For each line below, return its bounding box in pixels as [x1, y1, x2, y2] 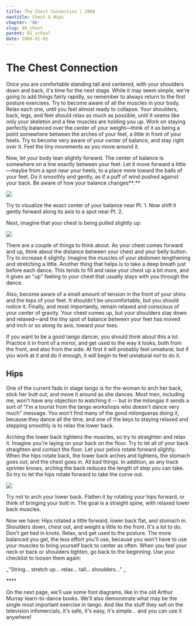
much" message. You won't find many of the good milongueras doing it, [6, 409, 180, 416]
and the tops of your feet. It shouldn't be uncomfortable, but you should [6, 297, 179, 304]
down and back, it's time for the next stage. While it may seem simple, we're [6, 86, 190, 94]
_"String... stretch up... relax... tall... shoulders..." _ [6, 566, 126, 573]
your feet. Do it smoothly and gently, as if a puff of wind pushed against [6, 173, 179, 180]
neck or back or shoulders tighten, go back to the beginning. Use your [6, 548, 176, 555]
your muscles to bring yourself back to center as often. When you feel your [6, 541, 187, 549]
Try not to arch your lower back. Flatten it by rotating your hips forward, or [6, 493, 185, 500]
